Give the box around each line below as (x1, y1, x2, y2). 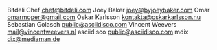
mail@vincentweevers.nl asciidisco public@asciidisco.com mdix (7, 27, 189, 36)
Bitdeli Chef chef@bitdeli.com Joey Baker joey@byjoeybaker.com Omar (7, 6, 210, 14)
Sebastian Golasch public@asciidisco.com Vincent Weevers (7, 21, 177, 28)
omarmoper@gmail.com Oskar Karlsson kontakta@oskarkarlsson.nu (7, 13, 201, 21)
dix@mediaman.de (7, 35, 60, 43)
